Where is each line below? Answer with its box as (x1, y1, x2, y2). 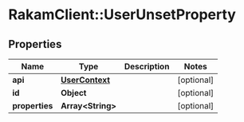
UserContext (61, 74, 110, 85)
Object (61, 88, 87, 98)
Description (124, 61, 170, 72)
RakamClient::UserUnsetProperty (8, 6, 237, 24)
